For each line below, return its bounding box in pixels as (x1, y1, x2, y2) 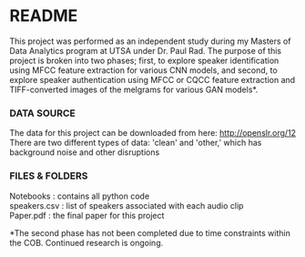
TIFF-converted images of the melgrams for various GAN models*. (9, 84, 259, 95)
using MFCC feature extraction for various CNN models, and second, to (9, 65, 278, 76)
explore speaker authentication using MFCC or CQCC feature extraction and (9, 74, 296, 85)
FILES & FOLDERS (9, 170, 88, 182)
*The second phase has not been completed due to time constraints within (9, 227, 291, 238)
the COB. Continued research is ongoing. (9, 237, 164, 248)
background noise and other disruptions (9, 147, 160, 158)
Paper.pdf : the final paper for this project (9, 210, 165, 221)
